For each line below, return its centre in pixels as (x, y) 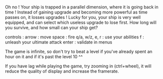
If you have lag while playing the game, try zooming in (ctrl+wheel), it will (78, 66)
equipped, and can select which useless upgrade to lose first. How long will (81, 22)
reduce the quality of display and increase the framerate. (62, 71)
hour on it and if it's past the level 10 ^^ (44, 57)
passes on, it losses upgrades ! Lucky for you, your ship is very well (73, 17)
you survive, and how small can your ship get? (52, 28)
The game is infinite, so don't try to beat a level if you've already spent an (79, 51)
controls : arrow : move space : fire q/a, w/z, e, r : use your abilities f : (75, 37)
